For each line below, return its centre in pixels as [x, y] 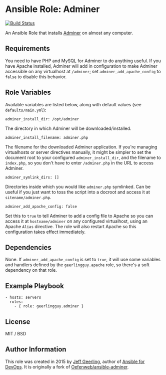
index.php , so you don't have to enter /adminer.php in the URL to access [79, 163]
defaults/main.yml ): [26, 110]
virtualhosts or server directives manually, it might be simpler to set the [78, 152]
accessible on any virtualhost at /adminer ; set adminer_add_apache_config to [83, 71]
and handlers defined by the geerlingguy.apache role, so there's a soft [77, 265]
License [18, 322]
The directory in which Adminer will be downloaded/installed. [68, 128]
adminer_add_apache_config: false [41, 207]
